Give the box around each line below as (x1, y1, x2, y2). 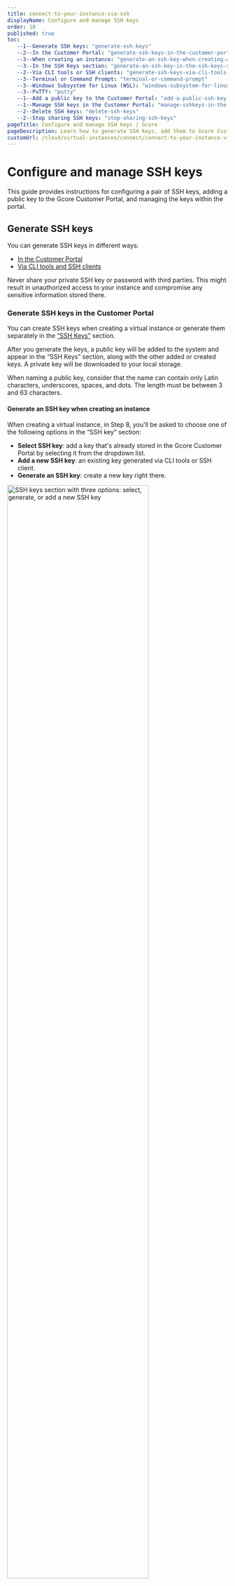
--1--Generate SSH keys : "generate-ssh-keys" (16, 43, 152, 50)
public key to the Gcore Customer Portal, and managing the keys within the (7, 195, 224, 203)
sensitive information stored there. (7, 291, 106, 299)
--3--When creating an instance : (16, 56, 114, 63)
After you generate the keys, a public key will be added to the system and (7, 345, 219, 354)
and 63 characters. (7, 388, 62, 397)
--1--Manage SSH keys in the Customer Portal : (16, 102, 155, 109)
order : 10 (7, 23, 36, 30)
